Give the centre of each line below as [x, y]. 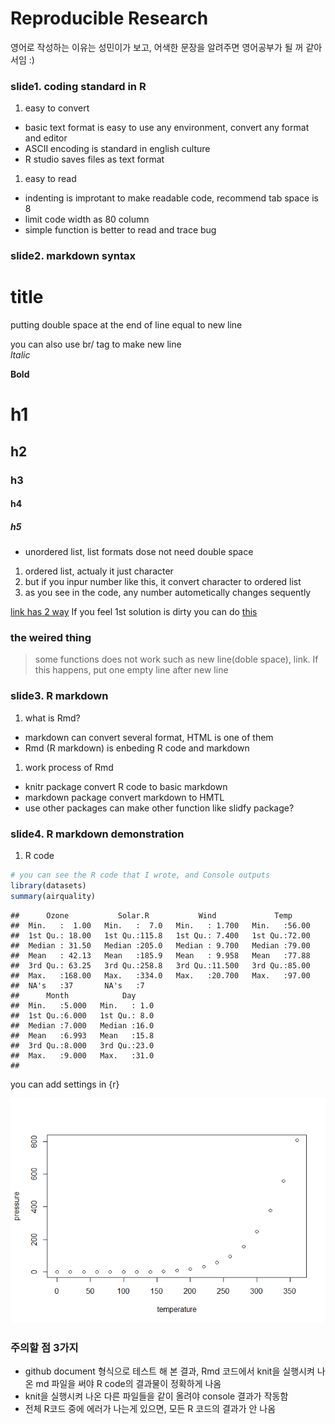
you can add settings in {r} [65, 1084]
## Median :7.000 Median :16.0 [82, 1025]
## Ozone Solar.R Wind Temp [151, 915]
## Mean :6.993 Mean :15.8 [82, 1035]
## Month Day [73, 995]
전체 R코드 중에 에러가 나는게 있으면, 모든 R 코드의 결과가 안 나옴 [150, 1408]
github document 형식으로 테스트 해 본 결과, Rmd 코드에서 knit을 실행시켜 [169, 1371]
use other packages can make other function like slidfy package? [159, 808]
